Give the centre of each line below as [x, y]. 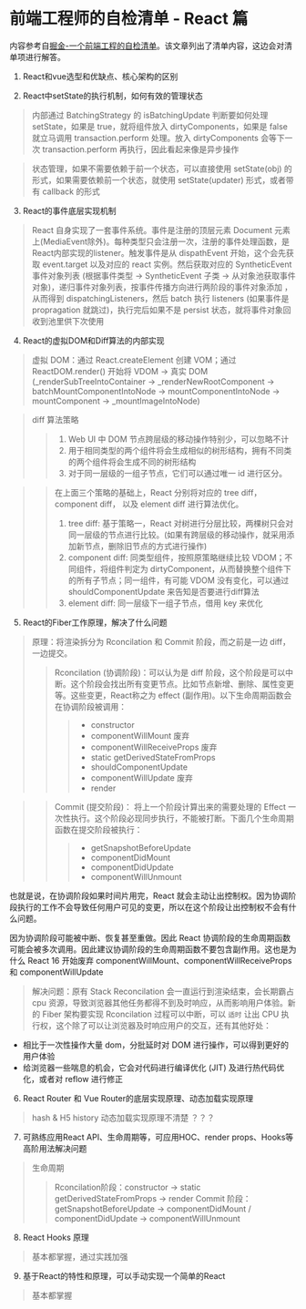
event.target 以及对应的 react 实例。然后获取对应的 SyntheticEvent [167, 264]
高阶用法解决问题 [55, 1148]
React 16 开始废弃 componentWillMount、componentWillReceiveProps [159, 960]
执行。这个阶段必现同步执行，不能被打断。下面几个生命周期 [182, 818]
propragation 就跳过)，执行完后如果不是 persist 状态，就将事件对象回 [161, 310]
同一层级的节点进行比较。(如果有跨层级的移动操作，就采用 [177, 535]
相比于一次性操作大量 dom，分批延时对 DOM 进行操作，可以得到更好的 [156, 1045]
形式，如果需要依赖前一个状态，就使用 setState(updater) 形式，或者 [159, 179]
